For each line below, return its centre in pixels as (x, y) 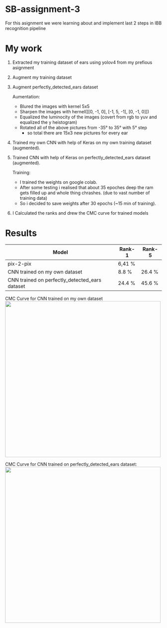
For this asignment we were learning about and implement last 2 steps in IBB (83, 23)
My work (24, 49)
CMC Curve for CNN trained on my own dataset (54, 299)
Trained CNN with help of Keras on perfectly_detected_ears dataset (81, 157)
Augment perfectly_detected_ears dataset (55, 87)
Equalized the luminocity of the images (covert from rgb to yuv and (88, 117)
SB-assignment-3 (43, 9)
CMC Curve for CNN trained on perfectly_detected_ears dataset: (71, 464)
